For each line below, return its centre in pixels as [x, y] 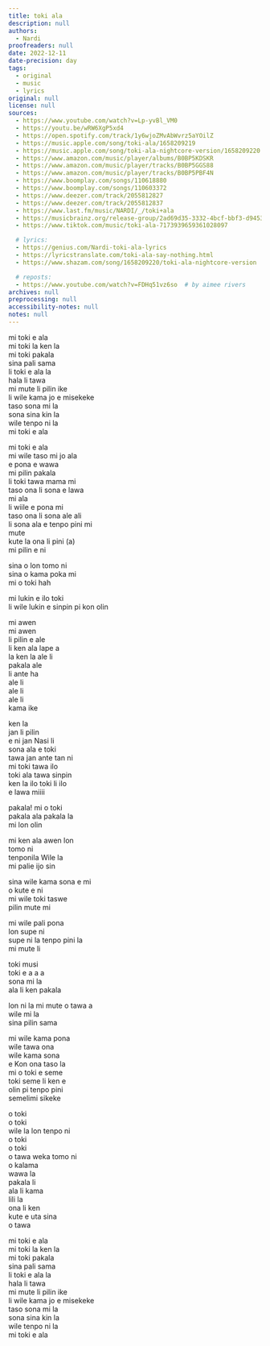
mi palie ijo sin [32, 866]
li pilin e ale [27, 639]
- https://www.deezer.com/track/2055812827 [89, 195]
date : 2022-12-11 [37, 53]
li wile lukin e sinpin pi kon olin [58, 607]
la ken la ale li [31, 656]
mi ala [18, 498]
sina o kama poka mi [42, 574]
